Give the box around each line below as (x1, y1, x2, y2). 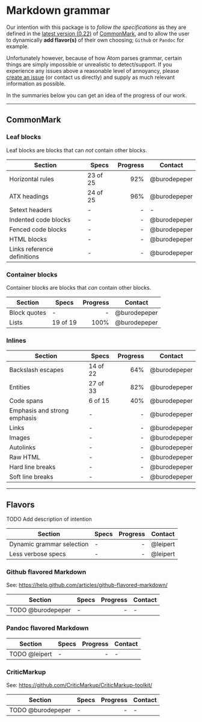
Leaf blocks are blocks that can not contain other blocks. (6, 146, 147, 154)
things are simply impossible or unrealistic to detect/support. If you (6, 61, 173, 68)
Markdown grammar (6, 4, 110, 17)
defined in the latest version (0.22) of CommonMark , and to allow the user (6, 30, 190, 37)
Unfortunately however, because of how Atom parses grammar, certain (6, 54, 182, 61)
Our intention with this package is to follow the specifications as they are (6, 23, 186, 31)
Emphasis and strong (9, 406, 69, 415)
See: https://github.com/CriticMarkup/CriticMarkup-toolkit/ (6, 681, 153, 688)
